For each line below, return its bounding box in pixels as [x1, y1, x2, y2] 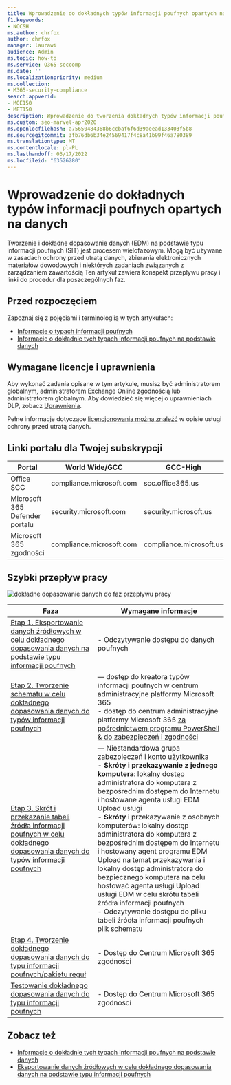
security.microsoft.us [143, 507, 212, 517]
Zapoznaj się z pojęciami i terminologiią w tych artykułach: [7, 314, 173, 322]
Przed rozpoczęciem [7, 295, 98, 307]
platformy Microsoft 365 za [97, 715, 186, 724]
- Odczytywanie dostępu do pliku [97, 906, 206, 916]
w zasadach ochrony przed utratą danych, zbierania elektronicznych [7, 253, 201, 261]
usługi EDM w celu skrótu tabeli [97, 889, 199, 899]
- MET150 [7, 106, 32, 113]
